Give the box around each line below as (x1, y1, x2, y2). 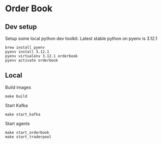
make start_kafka (5, 112, 41, 117)
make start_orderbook (5, 130, 50, 135)
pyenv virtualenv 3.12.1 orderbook (5, 54, 78, 58)
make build (5, 94, 27, 99)
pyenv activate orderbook (5, 58, 58, 63)
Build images (5, 84, 31, 90)
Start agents (5, 120, 30, 126)
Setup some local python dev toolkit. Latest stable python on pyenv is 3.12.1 (5, 35, 158, 41)
